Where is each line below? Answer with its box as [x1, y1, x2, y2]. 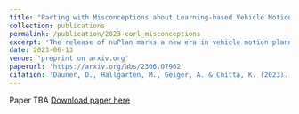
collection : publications [9, 21, 105, 30]
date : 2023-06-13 [9, 46, 74, 55]
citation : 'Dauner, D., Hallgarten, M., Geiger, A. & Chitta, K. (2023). [9, 71, 289, 80]
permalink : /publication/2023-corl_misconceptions [9, 29, 201, 38]
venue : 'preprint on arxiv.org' [9, 54, 129, 63]
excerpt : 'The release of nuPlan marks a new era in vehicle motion [9, 37, 269, 47]
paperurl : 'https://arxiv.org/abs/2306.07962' [9, 63, 185, 72]
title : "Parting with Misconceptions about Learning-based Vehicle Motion [9, 12, 293, 22]
